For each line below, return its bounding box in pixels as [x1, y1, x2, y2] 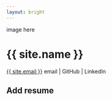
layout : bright [6, 9, 45, 15]
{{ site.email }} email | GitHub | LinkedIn [6, 67, 106, 75]
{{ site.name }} [6, 47, 84, 61]
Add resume [6, 85, 54, 96]
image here [6, 26, 35, 33]
